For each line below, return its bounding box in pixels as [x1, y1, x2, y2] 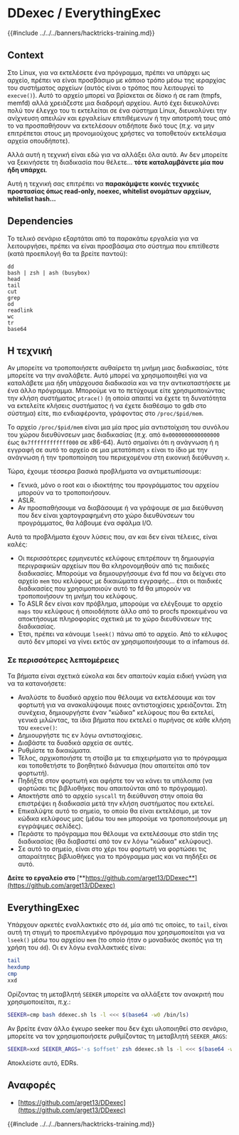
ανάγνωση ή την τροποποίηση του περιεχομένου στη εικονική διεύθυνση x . [7, 453, 230, 462]
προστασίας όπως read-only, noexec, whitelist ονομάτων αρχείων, [7, 187, 212, 195]
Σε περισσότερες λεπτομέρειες [7, 655, 119, 665]
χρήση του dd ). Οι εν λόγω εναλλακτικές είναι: [7, 943, 147, 952]
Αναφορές [7, 1079, 56, 1091]
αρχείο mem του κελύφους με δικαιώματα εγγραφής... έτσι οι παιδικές [17, 576, 223, 586]
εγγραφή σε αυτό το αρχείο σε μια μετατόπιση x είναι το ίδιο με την [7, 446, 208, 454]
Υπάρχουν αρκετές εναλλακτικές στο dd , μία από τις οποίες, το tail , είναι [7, 920, 228, 929]
